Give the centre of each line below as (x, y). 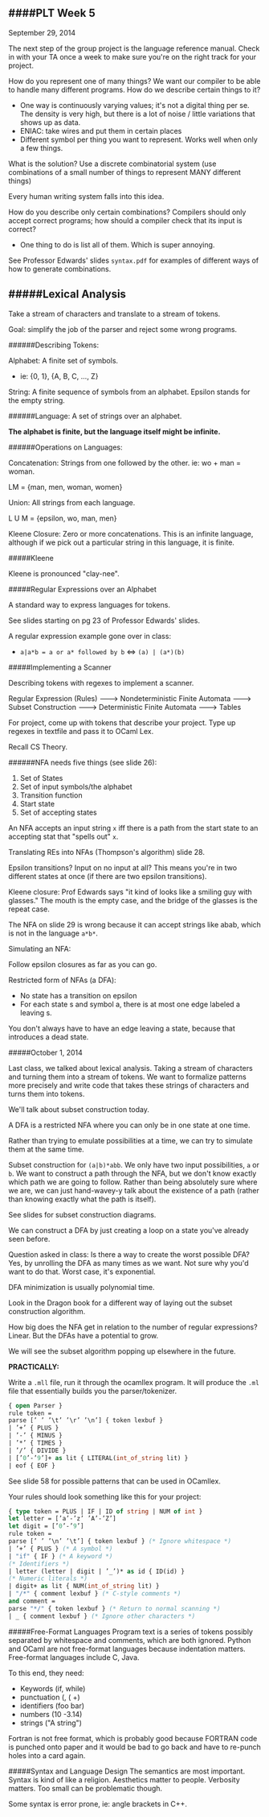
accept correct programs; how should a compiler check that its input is (125, 220)
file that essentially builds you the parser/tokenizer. (93, 1391)
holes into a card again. (47, 1755)
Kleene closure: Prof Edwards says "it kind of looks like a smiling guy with (130, 892)
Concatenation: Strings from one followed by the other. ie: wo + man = (125, 463)
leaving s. (36, 1012)
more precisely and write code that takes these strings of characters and (129, 1085)
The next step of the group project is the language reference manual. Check (134, 48)
